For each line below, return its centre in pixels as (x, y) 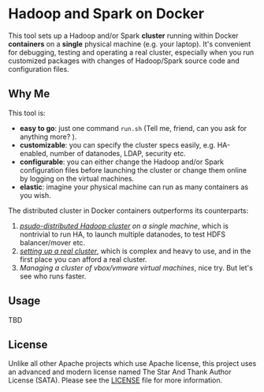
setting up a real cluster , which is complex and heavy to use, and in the (135, 251)
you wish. (35, 195)
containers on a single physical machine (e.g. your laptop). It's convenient (129, 43)
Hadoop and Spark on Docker (106, 14)
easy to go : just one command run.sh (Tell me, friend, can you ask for (133, 128)
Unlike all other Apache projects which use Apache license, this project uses (132, 364)
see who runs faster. (53, 276)
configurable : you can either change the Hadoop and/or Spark (122, 162)
